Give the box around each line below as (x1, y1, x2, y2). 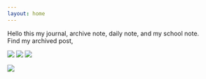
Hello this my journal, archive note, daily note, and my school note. (7, 29, 200, 37)
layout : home (7, 10, 46, 17)
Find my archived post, (7, 36, 74, 45)
